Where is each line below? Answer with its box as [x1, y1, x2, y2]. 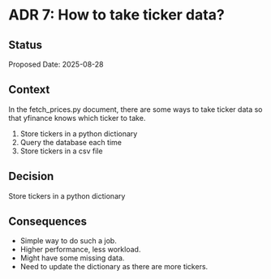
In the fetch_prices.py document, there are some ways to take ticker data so [8, 104, 263, 114]
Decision [8, 170, 54, 183]
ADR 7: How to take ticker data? [8, 6, 225, 24]
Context [8, 83, 50, 97]
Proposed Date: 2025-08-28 [8, 59, 104, 69]
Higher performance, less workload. [19, 245, 141, 255]
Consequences [8, 215, 88, 229]
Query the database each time [19, 137, 122, 147]
